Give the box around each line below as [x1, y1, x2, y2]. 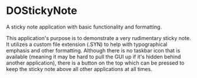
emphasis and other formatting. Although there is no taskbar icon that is [6, 47, 181, 54]
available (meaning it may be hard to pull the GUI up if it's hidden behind [6, 53, 181, 60]
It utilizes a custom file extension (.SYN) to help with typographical [6, 41, 168, 48]
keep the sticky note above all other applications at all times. [6, 65, 153, 72]
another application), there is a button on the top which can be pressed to [6, 59, 185, 66]
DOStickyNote [6, 4, 78, 17]
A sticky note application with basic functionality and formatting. [6, 23, 162, 30]
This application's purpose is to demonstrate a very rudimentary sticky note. [6, 34, 191, 41]
